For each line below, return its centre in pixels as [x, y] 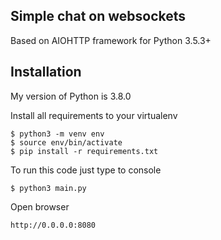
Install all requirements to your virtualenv [94, 115]
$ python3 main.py [48, 188]
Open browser [40, 206]
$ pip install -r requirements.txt [84, 151]
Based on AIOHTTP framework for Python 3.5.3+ [111, 40]
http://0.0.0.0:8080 [53, 225]
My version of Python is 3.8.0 [71, 96]
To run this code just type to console [86, 170]
